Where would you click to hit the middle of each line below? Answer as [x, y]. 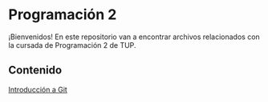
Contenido [35, 71]
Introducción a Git [38, 89]
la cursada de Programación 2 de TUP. [72, 45]
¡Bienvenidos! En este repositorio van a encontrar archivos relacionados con [134, 37]
